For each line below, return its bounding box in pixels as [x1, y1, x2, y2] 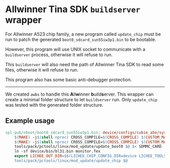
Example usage [5, 116, 55, 125]
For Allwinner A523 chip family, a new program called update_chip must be [5, 31, 161, 37]
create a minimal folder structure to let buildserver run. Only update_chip [5, 96, 158, 102]
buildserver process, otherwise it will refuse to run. [5, 52, 113, 58]
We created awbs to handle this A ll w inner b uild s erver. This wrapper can [5, 91, 154, 97]
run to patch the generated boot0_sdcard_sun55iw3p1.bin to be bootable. [5, 36, 156, 43]
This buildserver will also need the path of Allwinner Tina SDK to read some [5, 61, 164, 67]
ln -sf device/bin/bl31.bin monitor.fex [14, 149, 101, 154]
